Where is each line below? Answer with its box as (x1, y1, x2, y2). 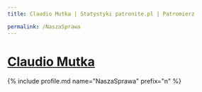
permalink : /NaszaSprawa (7, 23, 81, 30)
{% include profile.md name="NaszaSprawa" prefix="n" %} (7, 77, 182, 86)
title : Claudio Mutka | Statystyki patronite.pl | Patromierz (7, 10, 195, 18)
